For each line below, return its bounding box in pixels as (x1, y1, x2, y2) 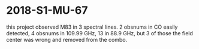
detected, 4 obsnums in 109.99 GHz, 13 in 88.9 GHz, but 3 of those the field (6, 29, 194, 36)
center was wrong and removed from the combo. (6, 36, 128, 43)
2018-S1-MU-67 (6, 4, 88, 17)
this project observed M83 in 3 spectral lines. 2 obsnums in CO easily (6, 23, 178, 30)
